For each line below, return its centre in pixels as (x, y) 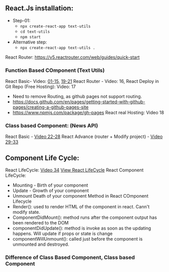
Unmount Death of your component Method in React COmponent (80, 196)
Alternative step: (30, 42)
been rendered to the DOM (41, 223)
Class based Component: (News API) (52, 126)
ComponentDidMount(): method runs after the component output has (85, 217)
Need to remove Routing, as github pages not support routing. (77, 97)
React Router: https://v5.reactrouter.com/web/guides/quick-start (73, 57)
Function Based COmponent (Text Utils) (55, 70)
